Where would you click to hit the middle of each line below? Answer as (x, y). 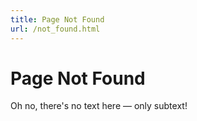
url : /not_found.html (55, 29)
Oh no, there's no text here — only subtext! (99, 106)
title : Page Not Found (57, 19)
